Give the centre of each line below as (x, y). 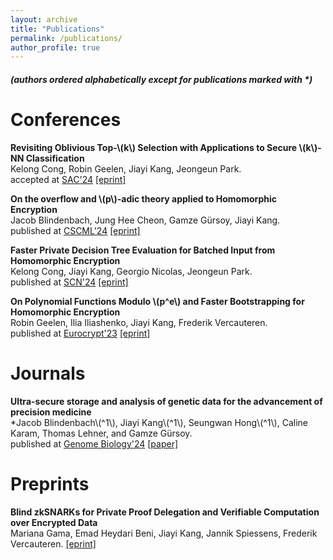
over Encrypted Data (54, 522)
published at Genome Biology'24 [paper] (94, 443)
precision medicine (51, 412)
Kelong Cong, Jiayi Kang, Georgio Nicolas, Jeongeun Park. (131, 271)
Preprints (50, 483)
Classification (55, 158)
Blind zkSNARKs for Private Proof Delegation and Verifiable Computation (165, 512)
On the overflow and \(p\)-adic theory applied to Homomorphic (143, 198)
